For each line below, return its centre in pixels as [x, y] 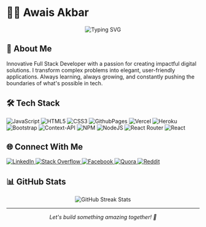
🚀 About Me [29, 49]
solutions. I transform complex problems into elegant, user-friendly [91, 70]
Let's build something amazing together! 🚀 [103, 217]
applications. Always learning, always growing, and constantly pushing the [101, 77]
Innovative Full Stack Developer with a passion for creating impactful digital [101, 63]
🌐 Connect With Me [45, 147]
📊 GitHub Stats [36, 181]
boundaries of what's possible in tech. [55, 83]
